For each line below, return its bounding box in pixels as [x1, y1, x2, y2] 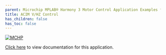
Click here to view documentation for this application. [5, 44, 114, 50]
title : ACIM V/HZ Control [5, 12, 58, 17]
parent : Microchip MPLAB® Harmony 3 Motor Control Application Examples [5, 7, 158, 12]
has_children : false [5, 16, 48, 21]
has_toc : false [5, 21, 37, 26]
